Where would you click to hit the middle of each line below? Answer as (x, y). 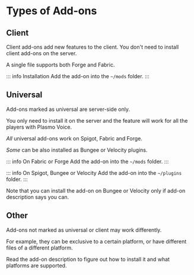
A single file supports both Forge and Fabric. (61, 65)
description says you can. (38, 197)
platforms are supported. (36, 266)
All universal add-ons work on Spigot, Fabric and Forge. (74, 138)
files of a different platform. (39, 248)
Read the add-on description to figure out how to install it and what (88, 259)
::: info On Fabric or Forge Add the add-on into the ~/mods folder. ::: (88, 161)
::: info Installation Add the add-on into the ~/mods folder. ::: (78, 76)
